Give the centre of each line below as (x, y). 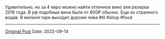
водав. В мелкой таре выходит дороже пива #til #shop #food (69, 17)
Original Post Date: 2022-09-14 (37, 31)
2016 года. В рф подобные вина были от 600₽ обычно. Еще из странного (82, 12)
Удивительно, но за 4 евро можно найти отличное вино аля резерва (77, 7)
